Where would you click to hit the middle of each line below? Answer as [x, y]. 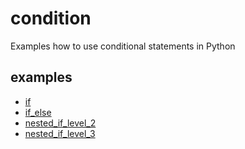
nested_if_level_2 [60, 123]
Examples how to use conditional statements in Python [123, 46]
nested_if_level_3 [60, 133]
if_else [38, 112]
